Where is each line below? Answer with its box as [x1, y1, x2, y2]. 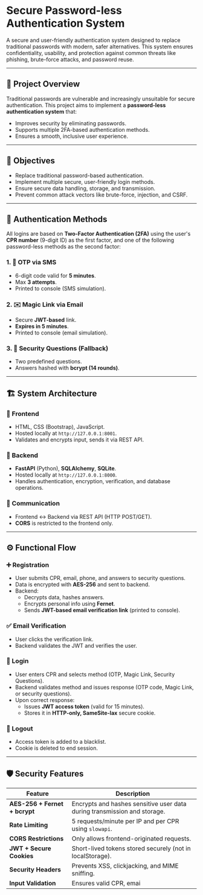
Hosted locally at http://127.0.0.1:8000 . [14, 471, 117, 478]
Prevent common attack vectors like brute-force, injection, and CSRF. [14, 191, 188, 198]
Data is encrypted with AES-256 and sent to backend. [14, 581, 150, 588]
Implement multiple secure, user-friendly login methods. [14, 178, 155, 185]
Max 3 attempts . [14, 278, 57, 285]
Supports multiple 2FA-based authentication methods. [14, 126, 150, 133]
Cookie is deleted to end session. [14, 744, 98, 752]
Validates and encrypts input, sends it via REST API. [14, 436, 144, 443]
